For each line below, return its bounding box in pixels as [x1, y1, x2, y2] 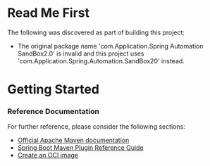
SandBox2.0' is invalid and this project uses [17, 49, 144, 58]
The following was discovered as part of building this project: [7, 28, 185, 37]
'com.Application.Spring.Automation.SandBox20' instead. [17, 56, 185, 65]
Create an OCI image [17, 151, 79, 160]
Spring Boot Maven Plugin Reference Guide [17, 143, 144, 152]
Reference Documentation [7, 107, 100, 117]
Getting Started [7, 82, 100, 98]
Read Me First [7, 5, 90, 21]
